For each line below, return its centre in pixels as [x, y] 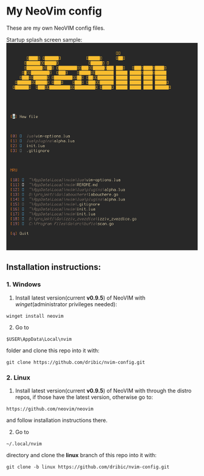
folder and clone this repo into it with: [53, 350]
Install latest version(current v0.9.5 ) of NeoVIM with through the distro [103, 391]
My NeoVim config [54, 11]
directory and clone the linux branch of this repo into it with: [81, 455]
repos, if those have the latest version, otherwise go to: [84, 397]
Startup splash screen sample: [44, 39]
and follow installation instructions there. [57, 420]
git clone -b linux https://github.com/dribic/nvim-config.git [88, 467]
